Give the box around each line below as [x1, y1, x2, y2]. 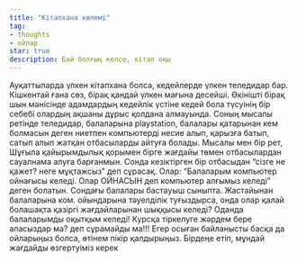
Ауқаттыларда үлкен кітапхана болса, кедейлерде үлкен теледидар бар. [9, 80, 289, 90]
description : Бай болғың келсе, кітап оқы [9, 55, 171, 64]
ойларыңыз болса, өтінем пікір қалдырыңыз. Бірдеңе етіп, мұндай [9, 233, 265, 243]
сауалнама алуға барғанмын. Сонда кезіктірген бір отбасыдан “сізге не [9, 157, 286, 167]
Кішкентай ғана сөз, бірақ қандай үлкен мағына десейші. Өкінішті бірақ [9, 89, 285, 100]
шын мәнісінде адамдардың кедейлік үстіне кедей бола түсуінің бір [9, 99, 271, 109]
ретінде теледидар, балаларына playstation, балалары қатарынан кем [9, 118, 279, 129]
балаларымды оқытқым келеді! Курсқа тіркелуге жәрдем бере [9, 213, 253, 224]
